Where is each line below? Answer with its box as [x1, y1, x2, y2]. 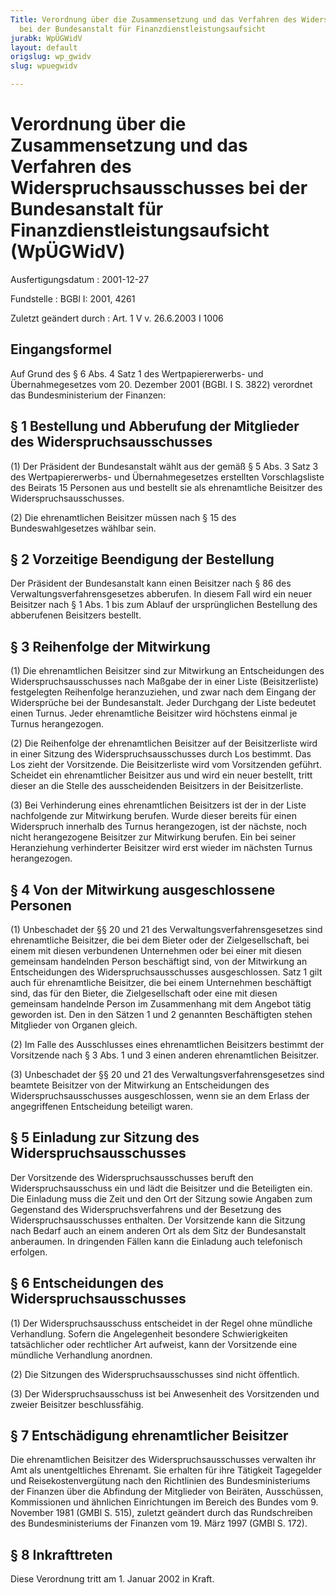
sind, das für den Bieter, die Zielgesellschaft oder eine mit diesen [10, 987, 278, 999]
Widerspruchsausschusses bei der [10, 177, 308, 200]
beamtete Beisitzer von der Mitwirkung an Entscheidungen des [10, 1079, 270, 1091]
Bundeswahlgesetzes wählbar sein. [10, 522, 157, 534]
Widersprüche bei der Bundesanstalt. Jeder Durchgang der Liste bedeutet [10, 697, 317, 709]
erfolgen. [10, 1246, 48, 1258]
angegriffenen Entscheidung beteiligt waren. [10, 1101, 193, 1112]
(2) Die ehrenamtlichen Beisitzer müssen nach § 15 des [10, 511, 237, 523]
